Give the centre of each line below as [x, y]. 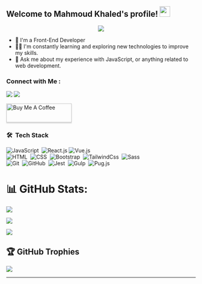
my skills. [26, 52]
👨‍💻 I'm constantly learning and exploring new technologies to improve [102, 46]
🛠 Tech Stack [28, 135]
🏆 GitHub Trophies [43, 252]
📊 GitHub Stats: [47, 189]
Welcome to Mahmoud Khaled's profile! [82, 14]
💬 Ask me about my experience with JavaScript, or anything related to [101, 59]
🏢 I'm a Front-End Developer [50, 40]
